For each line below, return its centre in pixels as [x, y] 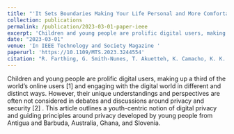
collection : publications [45, 20]
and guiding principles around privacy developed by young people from [110, 115]
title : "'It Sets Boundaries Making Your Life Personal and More [104, 14]
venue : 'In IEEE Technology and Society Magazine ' [84, 46]
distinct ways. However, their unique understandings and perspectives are [114, 93]
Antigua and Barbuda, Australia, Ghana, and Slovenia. [84, 123]
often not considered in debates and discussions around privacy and [106, 101]
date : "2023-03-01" [36, 40]
